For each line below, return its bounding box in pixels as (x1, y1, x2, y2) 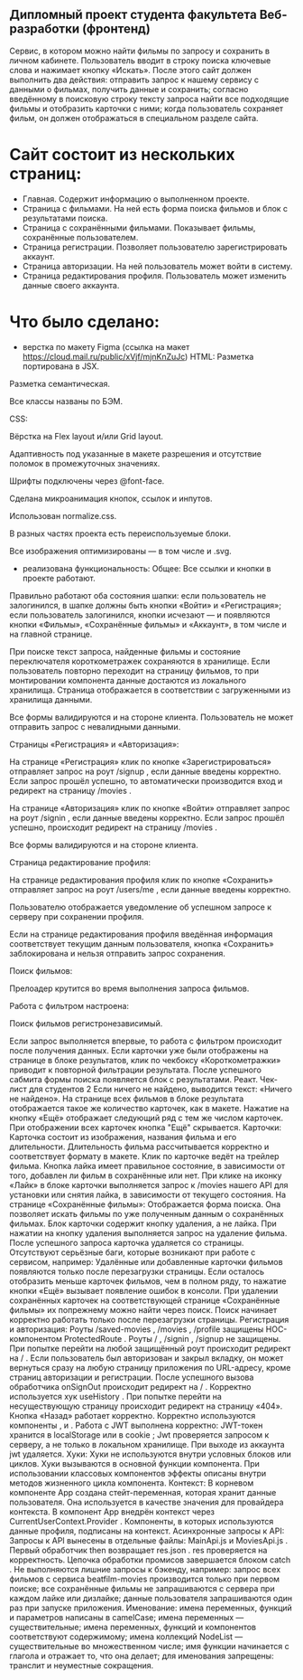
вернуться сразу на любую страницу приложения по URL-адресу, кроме (9, 1362, 291, 1373)
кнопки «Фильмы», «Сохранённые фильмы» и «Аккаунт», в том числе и (9, 618, 287, 629)
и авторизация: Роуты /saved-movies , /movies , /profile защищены (9, 1324, 264, 1335)
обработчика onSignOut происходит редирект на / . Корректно (9, 1381, 252, 1392)
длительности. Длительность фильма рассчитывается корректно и (9, 1141, 270, 1152)
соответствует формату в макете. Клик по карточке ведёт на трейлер (9, 1150, 280, 1161)
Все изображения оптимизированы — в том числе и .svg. (9, 545, 232, 556)
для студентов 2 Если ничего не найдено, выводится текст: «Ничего (28, 1083, 293, 1094)
